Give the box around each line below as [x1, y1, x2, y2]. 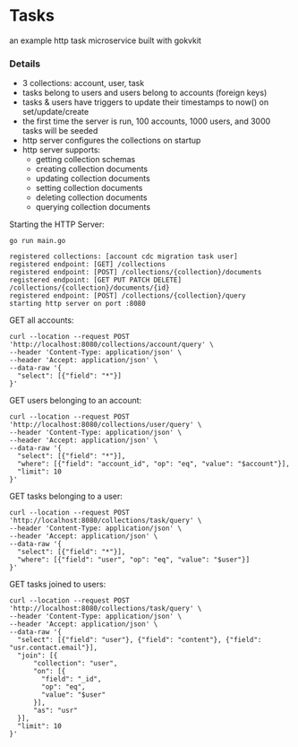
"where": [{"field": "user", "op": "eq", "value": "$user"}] [17, 555, 251, 565]
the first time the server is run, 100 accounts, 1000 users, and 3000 [21, 116, 271, 126]
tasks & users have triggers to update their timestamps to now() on [21, 97, 269, 108]
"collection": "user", [32, 659, 118, 668]
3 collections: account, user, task [21, 78, 145, 89]
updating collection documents [35, 173, 150, 184]
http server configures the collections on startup [21, 135, 201, 146]
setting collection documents [35, 183, 143, 194]
